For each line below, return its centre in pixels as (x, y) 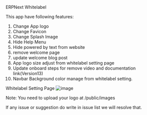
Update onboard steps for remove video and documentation (74, 68)
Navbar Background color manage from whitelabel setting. (73, 79)
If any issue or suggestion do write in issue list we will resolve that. (74, 107)
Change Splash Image (36, 37)
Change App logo (31, 26)
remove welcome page (36, 52)
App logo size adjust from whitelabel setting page (64, 63)
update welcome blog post (40, 58)
